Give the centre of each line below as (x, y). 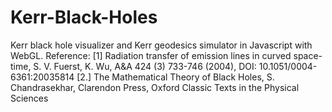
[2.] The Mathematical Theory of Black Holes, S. (175, 77)
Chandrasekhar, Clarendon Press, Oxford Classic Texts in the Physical (155, 87)
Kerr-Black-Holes (84, 17)
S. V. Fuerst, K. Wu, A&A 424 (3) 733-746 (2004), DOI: (145, 66)
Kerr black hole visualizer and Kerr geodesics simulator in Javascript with (161, 45)
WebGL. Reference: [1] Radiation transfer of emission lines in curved (151, 55)
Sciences (29, 98)
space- (308, 55)
